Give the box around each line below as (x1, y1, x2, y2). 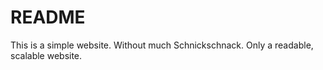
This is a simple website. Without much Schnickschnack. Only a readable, (10, 39, 314, 51)
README (10, 6, 86, 29)
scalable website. (10, 49, 83, 61)
